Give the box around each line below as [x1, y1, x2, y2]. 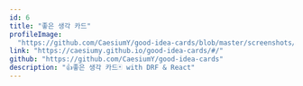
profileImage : [9, 30, 63, 39]
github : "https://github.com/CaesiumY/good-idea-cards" [9, 55, 224, 64]
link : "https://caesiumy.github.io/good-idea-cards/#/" [9, 47, 224, 56]
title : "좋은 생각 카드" [9, 21, 92, 30]
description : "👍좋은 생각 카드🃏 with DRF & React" [9, 64, 196, 73]
